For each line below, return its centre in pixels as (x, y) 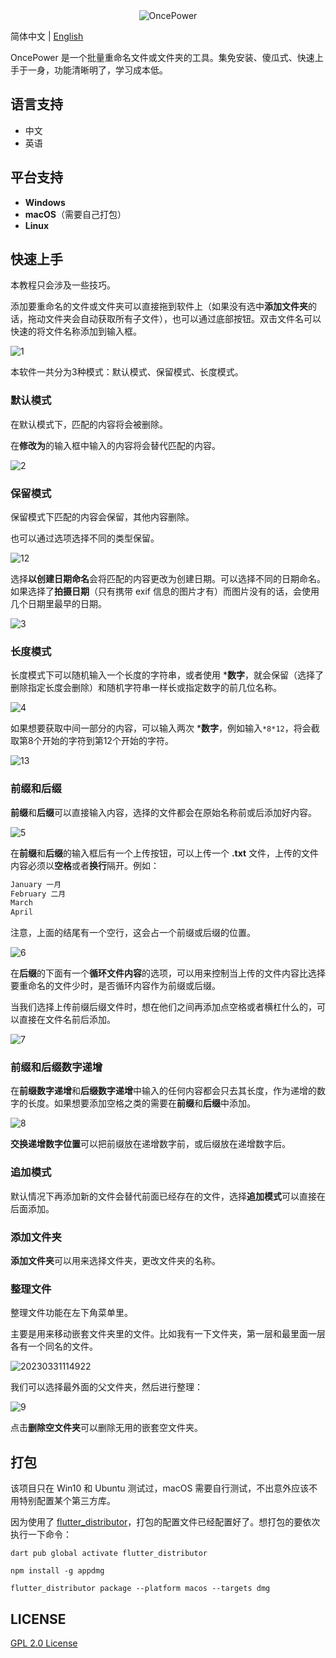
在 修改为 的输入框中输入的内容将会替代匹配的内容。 (115, 445)
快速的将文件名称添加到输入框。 (76, 331)
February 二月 (38, 894)
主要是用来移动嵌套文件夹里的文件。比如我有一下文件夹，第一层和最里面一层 (168, 1334)
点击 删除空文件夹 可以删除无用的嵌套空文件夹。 (106, 1428)
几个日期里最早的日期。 (58, 604)
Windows (45, 202)
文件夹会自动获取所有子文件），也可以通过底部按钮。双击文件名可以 (183, 319)
